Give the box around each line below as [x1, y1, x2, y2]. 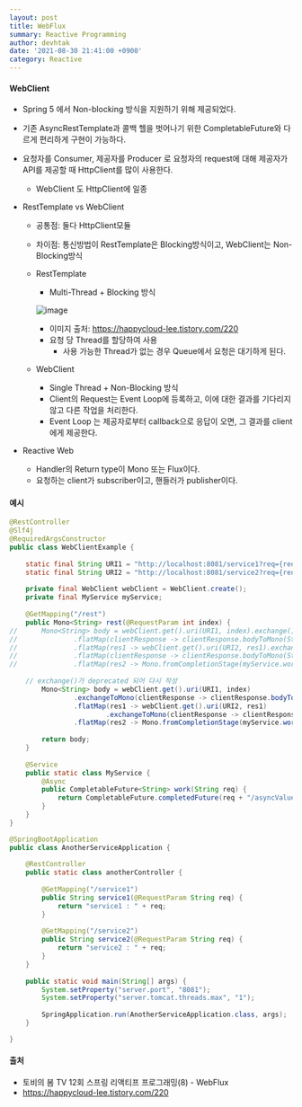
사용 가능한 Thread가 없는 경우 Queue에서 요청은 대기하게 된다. [62, 346, 286, 357]
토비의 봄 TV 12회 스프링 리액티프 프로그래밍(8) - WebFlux [22, 1076, 229, 1087]
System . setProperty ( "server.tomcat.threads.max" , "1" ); [41, 994, 255, 1003]
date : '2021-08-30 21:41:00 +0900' [9, 47, 143, 56]
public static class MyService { [25, 768, 151, 777]
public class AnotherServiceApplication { [9, 843, 171, 852]
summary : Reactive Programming [9, 30, 127, 39]
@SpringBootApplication [9, 835, 99, 844]
